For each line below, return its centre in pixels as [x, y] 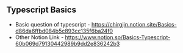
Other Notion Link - [39, 37]
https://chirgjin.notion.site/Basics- [134, 24]
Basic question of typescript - [52, 24]
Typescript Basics [41, 10]
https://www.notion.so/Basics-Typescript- [118, 37]
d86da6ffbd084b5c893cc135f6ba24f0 [64, 31]
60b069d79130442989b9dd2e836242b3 [67, 43]
